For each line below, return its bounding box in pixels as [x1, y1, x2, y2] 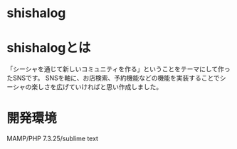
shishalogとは [6, 40, 91, 56]
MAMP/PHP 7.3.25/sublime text [6, 134, 99, 143]
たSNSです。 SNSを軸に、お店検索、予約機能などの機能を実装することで [6, 73, 220, 83]
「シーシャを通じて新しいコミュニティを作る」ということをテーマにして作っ [6, 65, 231, 73]
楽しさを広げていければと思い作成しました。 [31, 83, 163, 91]
